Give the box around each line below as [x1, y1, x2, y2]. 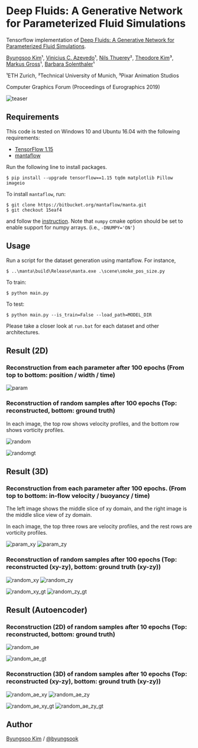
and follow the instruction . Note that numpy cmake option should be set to [6, 218, 183, 225]
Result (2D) [6, 346, 48, 356]
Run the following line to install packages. [6, 163, 108, 170]
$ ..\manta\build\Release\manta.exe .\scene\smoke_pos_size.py [6, 268, 165, 274]
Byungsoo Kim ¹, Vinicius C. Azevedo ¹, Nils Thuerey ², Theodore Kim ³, [6, 54, 174, 61]
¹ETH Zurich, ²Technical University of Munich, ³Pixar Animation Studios [6, 72, 179, 79]
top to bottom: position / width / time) [6, 370, 116, 379]
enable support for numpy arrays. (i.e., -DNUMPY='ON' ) [6, 223, 135, 231]
